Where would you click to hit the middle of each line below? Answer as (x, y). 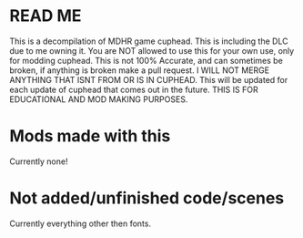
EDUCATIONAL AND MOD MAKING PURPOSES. (99, 99)
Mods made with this (90, 136)
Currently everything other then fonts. (81, 223)
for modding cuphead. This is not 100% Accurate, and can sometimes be (146, 60)
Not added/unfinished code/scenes (147, 198)
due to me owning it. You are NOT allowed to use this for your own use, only (152, 50)
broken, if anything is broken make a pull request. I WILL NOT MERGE (140, 70)
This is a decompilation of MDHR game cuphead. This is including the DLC (149, 41)
